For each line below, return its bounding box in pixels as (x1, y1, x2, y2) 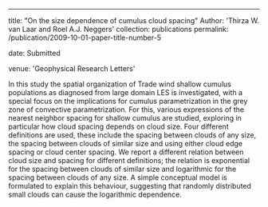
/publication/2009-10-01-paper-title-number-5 (8, 33, 162, 42)
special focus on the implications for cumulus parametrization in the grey (8, 97, 248, 105)
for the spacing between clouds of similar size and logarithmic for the (8, 165, 237, 173)
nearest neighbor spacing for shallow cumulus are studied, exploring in (8, 113, 242, 122)
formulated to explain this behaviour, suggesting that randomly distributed (8, 181, 251, 190)
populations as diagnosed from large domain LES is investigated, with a (8, 88, 243, 97)
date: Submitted (8, 49, 61, 58)
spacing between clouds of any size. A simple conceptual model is (8, 173, 227, 182)
